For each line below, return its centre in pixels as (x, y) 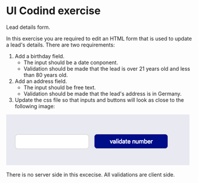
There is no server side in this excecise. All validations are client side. (91, 174)
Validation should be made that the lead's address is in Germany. (103, 94)
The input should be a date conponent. (71, 62)
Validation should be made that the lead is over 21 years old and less (107, 68)
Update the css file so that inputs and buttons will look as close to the (99, 100)
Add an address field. (41, 81)
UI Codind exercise (53, 11)
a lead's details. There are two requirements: (61, 45)
